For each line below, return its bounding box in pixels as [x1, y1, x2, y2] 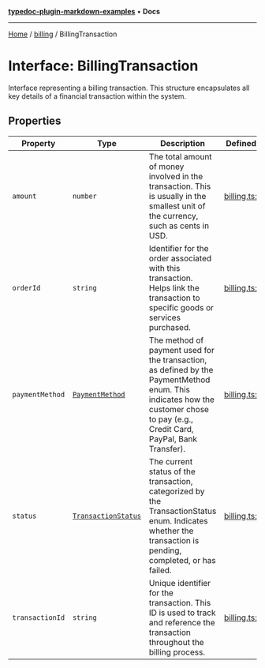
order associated [148, 253, 212, 264]
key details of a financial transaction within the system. [8, 91, 187, 101]
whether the [148, 525, 194, 536]
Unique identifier [148, 577, 211, 588]
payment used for [148, 344, 215, 355]
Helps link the [148, 282, 200, 293]
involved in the [148, 171, 203, 182]
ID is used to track [148, 607, 216, 618]
